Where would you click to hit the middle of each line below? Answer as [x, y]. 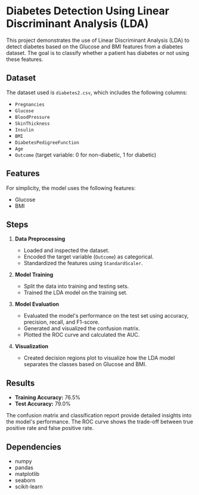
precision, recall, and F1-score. [62, 322]
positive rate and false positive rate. [50, 428]
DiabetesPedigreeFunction [47, 142]
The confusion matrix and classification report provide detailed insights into [99, 416]
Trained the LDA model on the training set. [76, 293]
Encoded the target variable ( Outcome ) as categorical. [88, 257]
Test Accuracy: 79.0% [43, 404]
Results [21, 383]
